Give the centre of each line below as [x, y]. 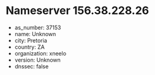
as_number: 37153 [38, 27]
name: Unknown [35, 34]
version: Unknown [37, 60]
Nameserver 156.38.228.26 [77, 11]
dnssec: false [32, 66]
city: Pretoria [31, 40]
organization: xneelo [40, 53]
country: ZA [30, 47]
